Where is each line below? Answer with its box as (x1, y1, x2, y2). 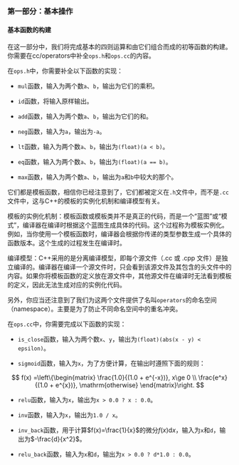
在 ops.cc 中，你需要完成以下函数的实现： (7, 320, 127, 329)
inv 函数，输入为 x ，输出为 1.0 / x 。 (17, 411, 122, 419)
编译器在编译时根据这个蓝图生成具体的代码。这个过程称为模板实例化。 (22, 221, 229, 230)
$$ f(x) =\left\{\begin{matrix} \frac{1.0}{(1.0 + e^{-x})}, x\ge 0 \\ (11, 373, 197, 382)
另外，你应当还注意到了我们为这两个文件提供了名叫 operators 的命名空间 (7, 296, 217, 305)
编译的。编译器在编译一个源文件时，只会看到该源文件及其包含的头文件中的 (13, 262, 232, 272)
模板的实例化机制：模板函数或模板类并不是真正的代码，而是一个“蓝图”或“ (7, 212, 222, 220)
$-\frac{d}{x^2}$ (30, 435, 80, 444)
